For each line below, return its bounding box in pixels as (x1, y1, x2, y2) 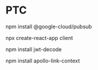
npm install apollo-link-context (5, 57, 80, 64)
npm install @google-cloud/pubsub (5, 23, 93, 30)
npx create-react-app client (5, 34, 74, 41)
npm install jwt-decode (5, 45, 62, 53)
